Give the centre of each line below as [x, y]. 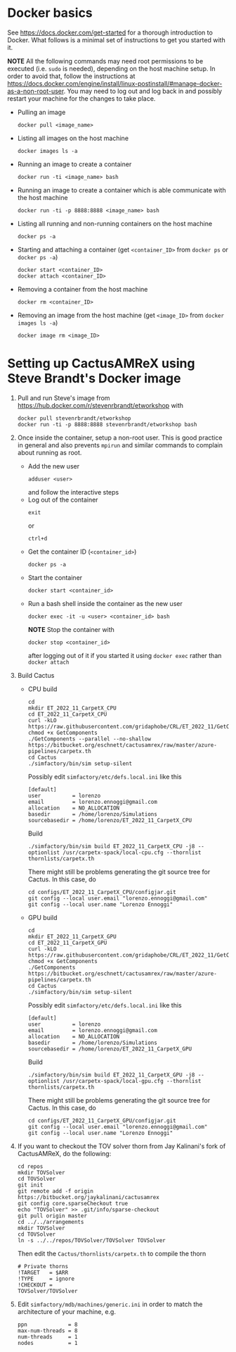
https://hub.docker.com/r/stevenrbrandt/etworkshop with [100, 405]
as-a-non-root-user [36, 91]
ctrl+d [38, 538]
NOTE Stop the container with [71, 629]
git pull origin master [52, 1216]
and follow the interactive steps [73, 492]
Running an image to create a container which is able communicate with [122, 190]
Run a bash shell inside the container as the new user [105, 603]
